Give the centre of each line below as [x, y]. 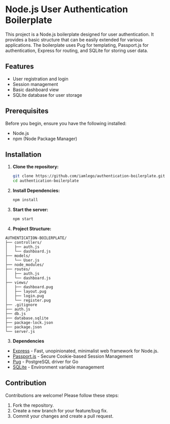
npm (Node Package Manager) [45, 138]
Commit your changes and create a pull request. [63, 416]
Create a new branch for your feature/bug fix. [60, 410]
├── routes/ [18, 269]
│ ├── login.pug [25, 296]
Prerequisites [27, 111]
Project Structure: [32, 229]
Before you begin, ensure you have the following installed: [66, 123]
